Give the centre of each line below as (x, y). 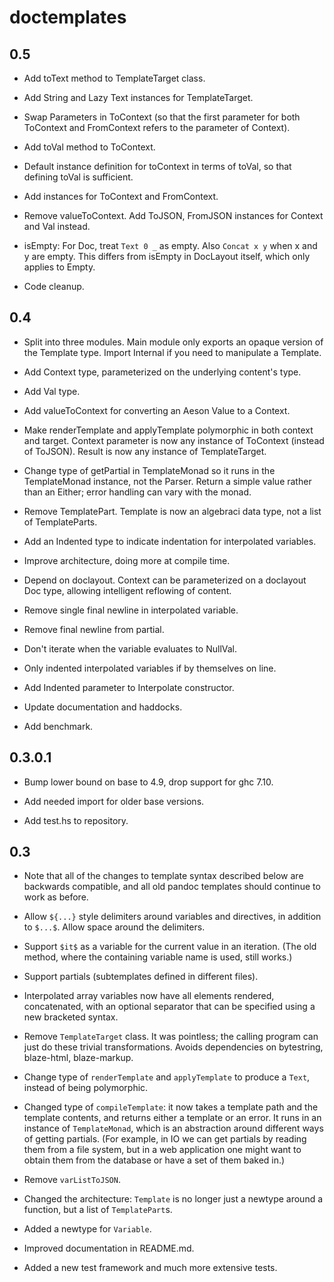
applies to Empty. (59, 267)
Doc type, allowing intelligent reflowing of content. (127, 590)
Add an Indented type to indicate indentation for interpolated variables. (170, 541)
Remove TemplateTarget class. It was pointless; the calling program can (171, 1037)
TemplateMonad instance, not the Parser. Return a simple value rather (167, 481)
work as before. (56, 897)
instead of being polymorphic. (86, 1088)
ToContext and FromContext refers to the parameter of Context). (157, 127)
